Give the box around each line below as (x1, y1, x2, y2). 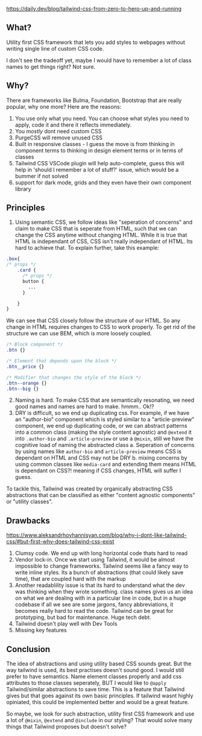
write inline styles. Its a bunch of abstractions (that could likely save (14, 569, 184, 576)
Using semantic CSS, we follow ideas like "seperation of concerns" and (14, 218, 193, 226)
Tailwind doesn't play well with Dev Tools (14, 620, 118, 627)
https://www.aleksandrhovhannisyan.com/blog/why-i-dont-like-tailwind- (6, 531, 187, 539)
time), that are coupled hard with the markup (14, 576, 127, 583)
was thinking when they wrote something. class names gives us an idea (14, 588, 193, 595)
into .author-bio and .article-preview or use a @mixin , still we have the (14, 435, 194, 442)
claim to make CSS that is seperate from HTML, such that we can (14, 225, 177, 232)
